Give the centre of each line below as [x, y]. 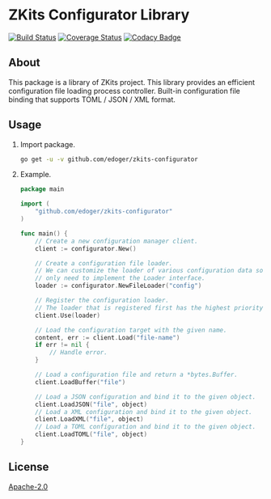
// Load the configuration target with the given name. [131, 330]
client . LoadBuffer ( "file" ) [80, 382]
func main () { [44, 233]
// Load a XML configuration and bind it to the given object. [144, 412]
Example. [36, 175]
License [29, 467]
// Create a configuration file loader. [104, 263]
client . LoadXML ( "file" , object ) [89, 419]
